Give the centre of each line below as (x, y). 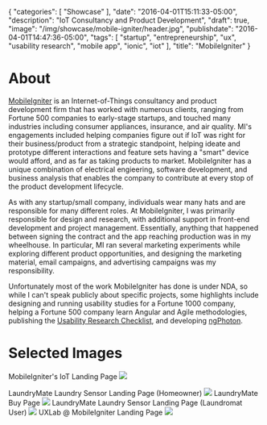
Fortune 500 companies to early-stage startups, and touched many (120, 118)
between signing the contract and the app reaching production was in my (130, 236)
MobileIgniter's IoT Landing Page (63, 376)
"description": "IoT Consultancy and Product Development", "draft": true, (129, 20)
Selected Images (66, 353)
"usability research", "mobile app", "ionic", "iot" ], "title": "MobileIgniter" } (129, 46)
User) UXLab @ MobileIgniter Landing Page (86, 412)
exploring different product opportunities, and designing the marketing (125, 253)
